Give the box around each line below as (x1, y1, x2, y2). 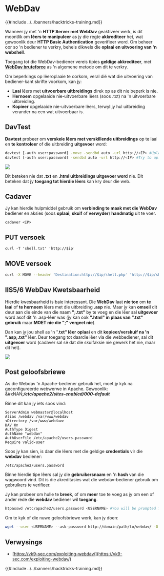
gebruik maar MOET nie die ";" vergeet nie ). (5, 319, 96, 325)
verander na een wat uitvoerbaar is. (12, 108, 84, 115)
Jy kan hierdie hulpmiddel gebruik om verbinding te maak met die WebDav (5, 206, 157, 211)
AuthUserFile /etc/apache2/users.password (5, 435, 93, 441)
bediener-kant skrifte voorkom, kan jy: (5, 79, 82, 84)
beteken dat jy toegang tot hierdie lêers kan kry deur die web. (5, 178, 131, 184)
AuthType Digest (5, 427, 38, 432)
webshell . (5, 49, 25, 55)
